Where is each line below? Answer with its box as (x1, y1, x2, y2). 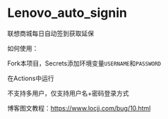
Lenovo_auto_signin (7, 5, 127, 21)
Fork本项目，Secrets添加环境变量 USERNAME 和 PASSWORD (7, 58, 162, 68)
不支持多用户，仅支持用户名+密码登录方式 (7, 89, 129, 97)
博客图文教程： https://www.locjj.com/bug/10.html (7, 104, 151, 112)
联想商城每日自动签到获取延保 (7, 29, 94, 37)
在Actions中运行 (7, 74, 54, 82)
